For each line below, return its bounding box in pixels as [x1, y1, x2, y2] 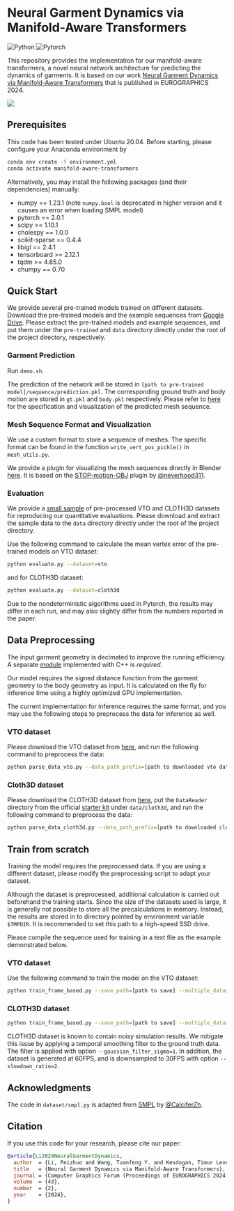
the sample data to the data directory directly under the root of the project [7, 519, 219, 527]
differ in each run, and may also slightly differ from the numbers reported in [7, 607, 224, 615]
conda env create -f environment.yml [7, 158, 117, 165]
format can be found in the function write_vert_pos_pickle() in [7, 442, 189, 451]
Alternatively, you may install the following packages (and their [7, 178, 187, 186]
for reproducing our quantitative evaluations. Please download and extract [7, 512, 221, 520]
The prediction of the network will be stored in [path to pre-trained [7, 380, 204, 388]
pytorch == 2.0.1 [17, 213, 64, 221]
